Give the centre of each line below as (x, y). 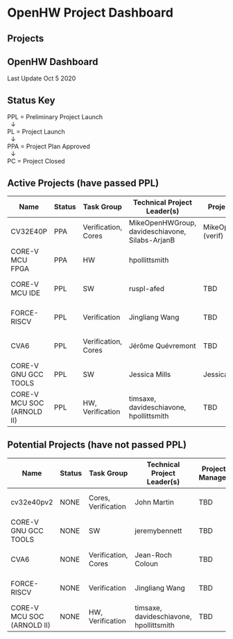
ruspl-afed (147, 289)
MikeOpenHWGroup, (163, 223)
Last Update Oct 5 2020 (42, 78)
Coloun (146, 563)
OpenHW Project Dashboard (90, 13)
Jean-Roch (153, 554)
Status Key (31, 100)
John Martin (155, 502)
